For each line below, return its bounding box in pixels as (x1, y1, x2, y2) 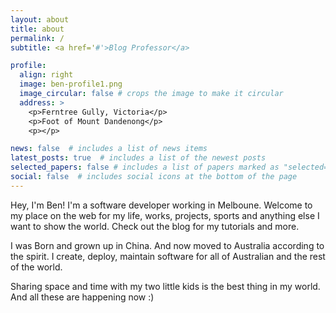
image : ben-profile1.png (19, 79, 123, 90)
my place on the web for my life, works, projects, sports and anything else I (10, 209, 320, 221)
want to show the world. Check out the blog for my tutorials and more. (10, 220, 300, 232)
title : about (10, 24, 65, 34)
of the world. (10, 261, 63, 273)
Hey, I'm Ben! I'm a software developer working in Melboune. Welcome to (10, 199, 313, 211)
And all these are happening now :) (10, 291, 155, 303)
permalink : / (10, 33, 65, 43)
